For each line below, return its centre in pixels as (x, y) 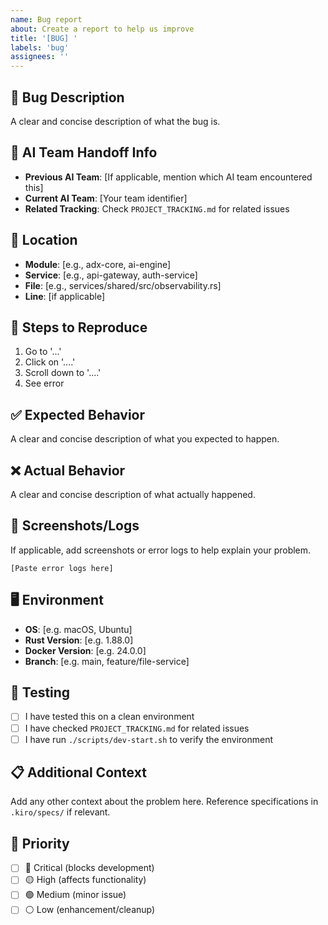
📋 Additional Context (78, 772)
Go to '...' (43, 352)
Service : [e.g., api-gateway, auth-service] (111, 275)
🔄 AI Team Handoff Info (84, 152)
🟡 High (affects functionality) (85, 880)
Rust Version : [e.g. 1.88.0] (79, 640)
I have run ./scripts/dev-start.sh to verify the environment (149, 739)
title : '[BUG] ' (44, 38)
